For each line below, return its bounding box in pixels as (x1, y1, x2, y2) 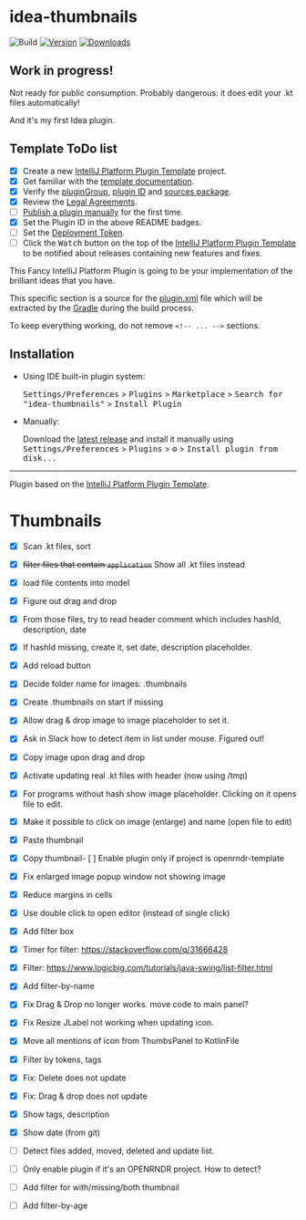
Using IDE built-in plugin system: (22, 370, 146, 381)
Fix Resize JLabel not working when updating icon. (22, 1017, 214, 1028)
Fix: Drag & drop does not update (22, 1090, 148, 1101)
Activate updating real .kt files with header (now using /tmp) (22, 769, 249, 781)
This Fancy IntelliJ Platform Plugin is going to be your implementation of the (9, 266, 293, 276)
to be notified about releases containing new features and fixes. (22, 248, 262, 259)
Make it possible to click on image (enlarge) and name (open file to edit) (22, 816, 293, 827)
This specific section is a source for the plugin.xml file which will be (9, 293, 263, 304)
